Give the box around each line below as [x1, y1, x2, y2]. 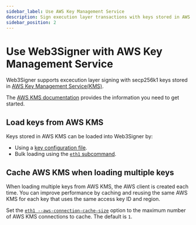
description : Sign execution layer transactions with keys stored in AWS [6, 14, 191, 20]
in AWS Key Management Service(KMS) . [6, 83, 104, 90]
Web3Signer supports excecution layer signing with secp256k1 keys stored [6, 77, 188, 84]
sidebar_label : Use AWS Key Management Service [6, 8, 125, 15]
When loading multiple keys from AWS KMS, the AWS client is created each [6, 183, 189, 190]
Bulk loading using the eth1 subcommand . [14, 151, 117, 158]
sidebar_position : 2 [6, 19, 57, 25]
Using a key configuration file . [14, 144, 87, 151]
